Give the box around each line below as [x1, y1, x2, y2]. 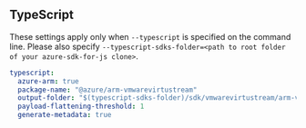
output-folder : [17, 94, 76, 103]
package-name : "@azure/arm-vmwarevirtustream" [17, 85, 198, 94]
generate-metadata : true [17, 111, 112, 120]
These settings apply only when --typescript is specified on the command [9, 31, 291, 42]
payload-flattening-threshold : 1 [17, 102, 145, 112]
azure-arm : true [17, 76, 79, 85]
